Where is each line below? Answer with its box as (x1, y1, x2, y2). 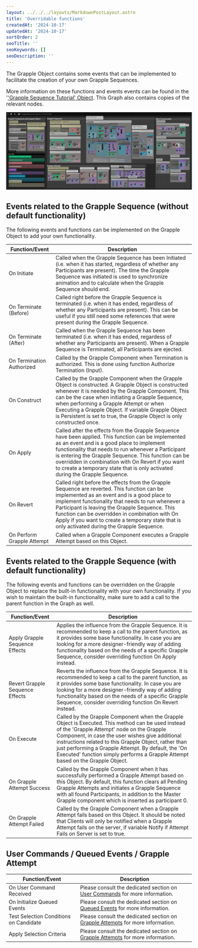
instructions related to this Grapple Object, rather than (56, 738, 187, 746)
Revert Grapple (8, 680, 45, 687)
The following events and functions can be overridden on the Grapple (6, 581, 175, 589)
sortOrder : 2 (6, 34, 38, 41)
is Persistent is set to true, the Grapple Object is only (55, 412, 183, 419)
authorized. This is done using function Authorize (55, 360, 175, 367)
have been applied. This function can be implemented (55, 433, 186, 440)
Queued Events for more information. (80, 905, 170, 912)
